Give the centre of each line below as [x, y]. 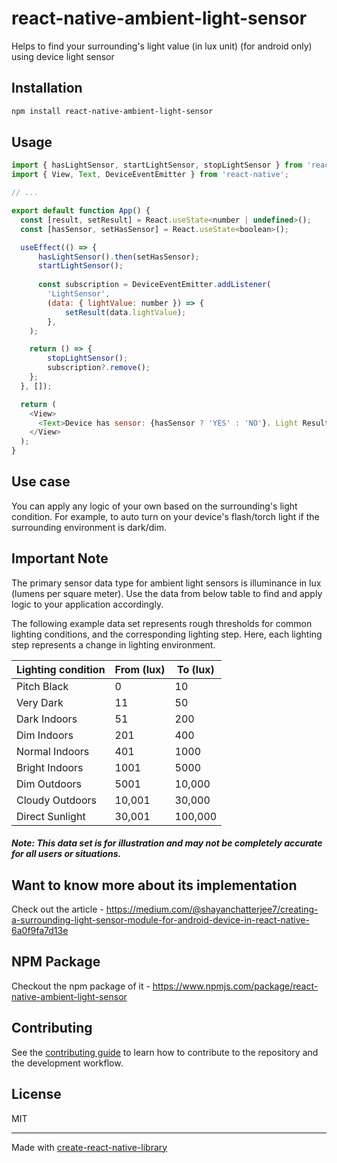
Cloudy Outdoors [57, 800]
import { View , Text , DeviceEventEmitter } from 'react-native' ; [150, 175]
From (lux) [140, 669]
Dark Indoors [47, 719]
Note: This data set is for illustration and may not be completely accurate [167, 843]
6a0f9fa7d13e [40, 931]
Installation [47, 88]
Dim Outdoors [49, 784]
